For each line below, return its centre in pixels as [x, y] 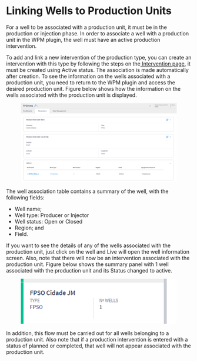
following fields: [25, 197]
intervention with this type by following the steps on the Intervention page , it [98, 64]
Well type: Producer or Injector [52, 215]
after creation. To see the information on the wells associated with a [88, 76]
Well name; [28, 209]
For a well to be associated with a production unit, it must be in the [87, 27]
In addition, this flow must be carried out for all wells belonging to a [88, 333]
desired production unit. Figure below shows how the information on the [94, 88]
